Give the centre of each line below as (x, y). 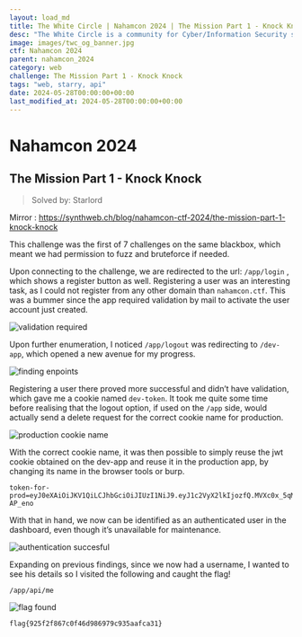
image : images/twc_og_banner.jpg (72, 43)
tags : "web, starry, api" (58, 84)
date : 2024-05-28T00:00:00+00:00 (72, 93)
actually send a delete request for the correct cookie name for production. (147, 418)
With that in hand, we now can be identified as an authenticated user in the (148, 520)
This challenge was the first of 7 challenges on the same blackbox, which (145, 244)
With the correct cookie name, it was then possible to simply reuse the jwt (147, 452)
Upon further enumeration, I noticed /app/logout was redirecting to (133, 345)
